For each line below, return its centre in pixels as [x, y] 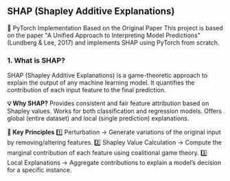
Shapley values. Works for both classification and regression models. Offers [114, 111]
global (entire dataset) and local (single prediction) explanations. [98, 118]
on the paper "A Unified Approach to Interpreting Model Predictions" [104, 35]
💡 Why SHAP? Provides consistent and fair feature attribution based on [108, 103]
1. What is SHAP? [36, 60]
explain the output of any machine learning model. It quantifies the [101, 83]
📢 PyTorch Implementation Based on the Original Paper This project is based [115, 28]
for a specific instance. [39, 170]
